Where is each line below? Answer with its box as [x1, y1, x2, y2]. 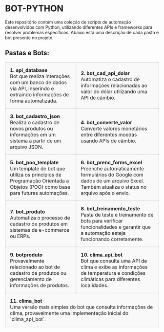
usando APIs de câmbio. [81, 137, 137, 144]
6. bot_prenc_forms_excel [81, 159, 143, 166]
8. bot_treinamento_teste [81, 205, 141, 212]
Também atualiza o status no [81, 183, 147, 190]
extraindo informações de [10, 91, 69, 98]
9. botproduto [10, 251, 43, 258]
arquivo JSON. [10, 143, 43, 150]
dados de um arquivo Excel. [81, 177, 144, 184]
